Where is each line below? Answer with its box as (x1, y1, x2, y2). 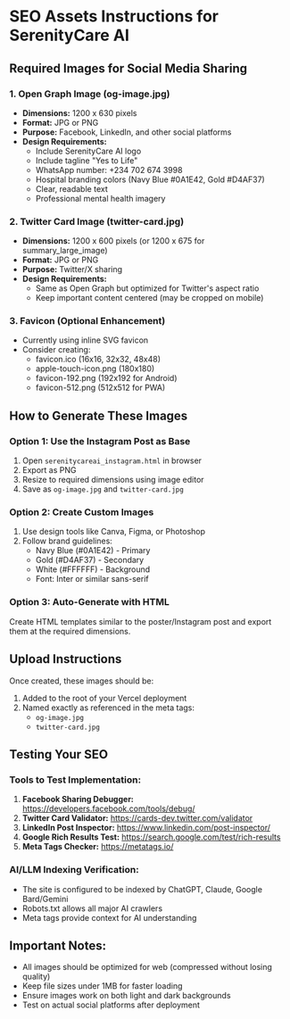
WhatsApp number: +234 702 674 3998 (35, 164, 183, 175)
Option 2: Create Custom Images (9, 506, 154, 518)
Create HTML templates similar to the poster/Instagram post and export (9, 616, 272, 626)
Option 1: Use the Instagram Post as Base (9, 435, 191, 447)
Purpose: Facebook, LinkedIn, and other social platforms (21, 127, 232, 137)
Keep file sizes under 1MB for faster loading (21, 981, 183, 991)
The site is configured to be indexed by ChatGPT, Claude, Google (21, 883, 263, 894)
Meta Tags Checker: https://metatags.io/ (21, 841, 174, 852)
